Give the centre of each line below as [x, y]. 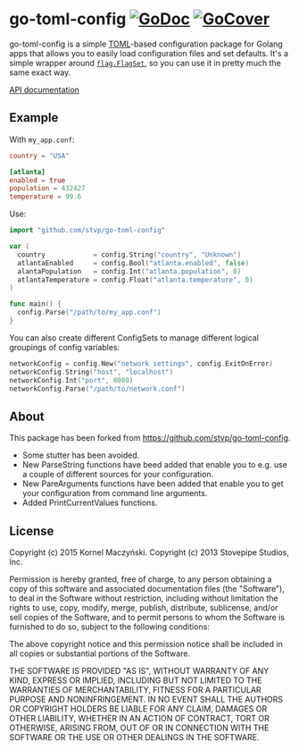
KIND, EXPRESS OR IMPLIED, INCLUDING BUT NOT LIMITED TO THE [136, 680]
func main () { [36, 304]
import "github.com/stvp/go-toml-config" [87, 231]
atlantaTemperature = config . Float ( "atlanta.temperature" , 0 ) [135, 280]
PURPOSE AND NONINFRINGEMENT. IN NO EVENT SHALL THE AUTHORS [146, 699]
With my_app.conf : [42, 139]
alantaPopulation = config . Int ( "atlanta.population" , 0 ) [129, 271]
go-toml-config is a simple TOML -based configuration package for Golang [146, 44]
